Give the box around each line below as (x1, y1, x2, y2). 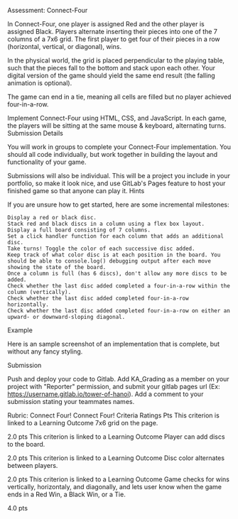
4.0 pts (7, 504, 28, 512)
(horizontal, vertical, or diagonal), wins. (7, 43, 122, 50)
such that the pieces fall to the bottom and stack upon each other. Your (7, 64, 215, 72)
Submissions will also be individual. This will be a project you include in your (7, 172, 231, 180)
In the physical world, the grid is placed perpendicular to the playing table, (7, 56, 225, 65)
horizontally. (7, 301, 50, 308)
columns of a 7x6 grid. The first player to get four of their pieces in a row (7, 35, 220, 43)
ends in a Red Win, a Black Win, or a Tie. (7, 490, 126, 498)
